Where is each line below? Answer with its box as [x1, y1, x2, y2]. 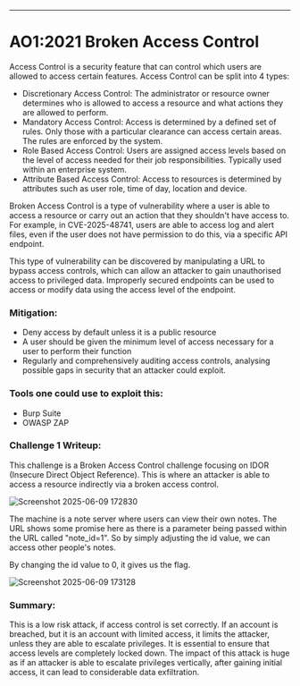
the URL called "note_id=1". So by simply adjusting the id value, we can [9, 532, 271, 543]
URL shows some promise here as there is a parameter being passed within [9, 522, 287, 533]
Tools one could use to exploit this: [9, 387, 163, 400]
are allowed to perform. [21, 106, 109, 117]
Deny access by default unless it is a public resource [21, 327, 217, 338]
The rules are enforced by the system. [21, 135, 163, 146]
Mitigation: [9, 306, 58, 318]
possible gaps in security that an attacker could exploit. [21, 365, 226, 376]
